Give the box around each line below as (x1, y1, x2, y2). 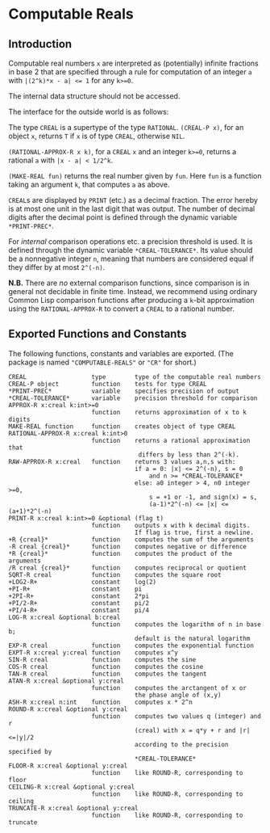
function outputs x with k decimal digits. (91, 521, 251, 529)
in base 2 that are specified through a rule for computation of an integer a (8, 67, 252, 77)
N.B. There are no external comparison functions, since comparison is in (8, 278, 250, 288)
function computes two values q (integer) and (91, 712, 262, 720)
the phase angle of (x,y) (134, 691, 222, 699)
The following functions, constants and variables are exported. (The (8, 348, 234, 358)
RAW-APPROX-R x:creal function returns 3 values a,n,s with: (8, 457, 236, 465)
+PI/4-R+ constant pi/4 (8, 606, 150, 614)
